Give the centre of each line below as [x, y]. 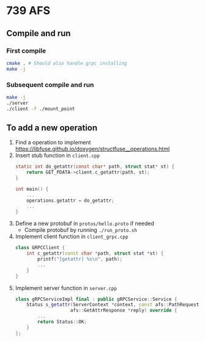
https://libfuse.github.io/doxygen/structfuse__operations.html [92, 149]
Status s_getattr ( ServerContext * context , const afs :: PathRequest [113, 305]
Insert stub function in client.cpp [57, 155]
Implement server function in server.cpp [66, 288]
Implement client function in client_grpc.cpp [72, 237]
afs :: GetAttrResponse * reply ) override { [124, 310]
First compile [26, 51]
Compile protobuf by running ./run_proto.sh [81, 230]
